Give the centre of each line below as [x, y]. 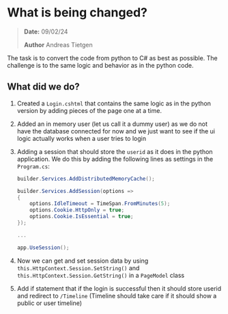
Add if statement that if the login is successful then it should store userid [119, 288]
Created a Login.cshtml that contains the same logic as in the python [114, 103]
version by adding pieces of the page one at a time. [89, 110]
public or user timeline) [49, 303]
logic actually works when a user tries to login [82, 138]
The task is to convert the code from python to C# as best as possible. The [112, 58]
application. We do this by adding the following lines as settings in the [115, 159]
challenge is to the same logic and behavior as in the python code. [100, 65]
